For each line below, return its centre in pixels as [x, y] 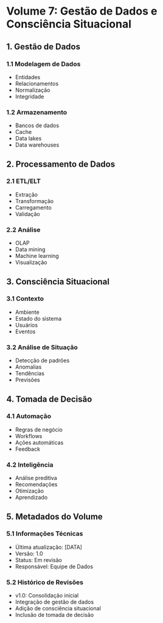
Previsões [28, 380]
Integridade [29, 96]
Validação [28, 214]
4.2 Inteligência [30, 465]
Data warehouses [37, 145]
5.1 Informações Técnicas [45, 534]
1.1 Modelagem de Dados [43, 64]
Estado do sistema [38, 318]
